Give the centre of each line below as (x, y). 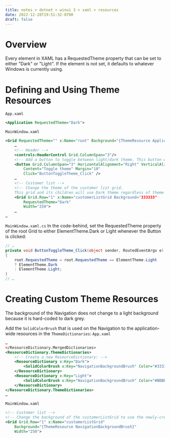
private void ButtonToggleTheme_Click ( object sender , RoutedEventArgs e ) (85, 250)
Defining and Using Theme (62, 90)
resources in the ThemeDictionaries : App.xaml (63, 333)
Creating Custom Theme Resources (82, 299)
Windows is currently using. (34, 69)
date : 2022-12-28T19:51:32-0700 (39, 15)
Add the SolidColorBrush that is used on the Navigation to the (70, 328)
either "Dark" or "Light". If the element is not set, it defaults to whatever (80, 64)
